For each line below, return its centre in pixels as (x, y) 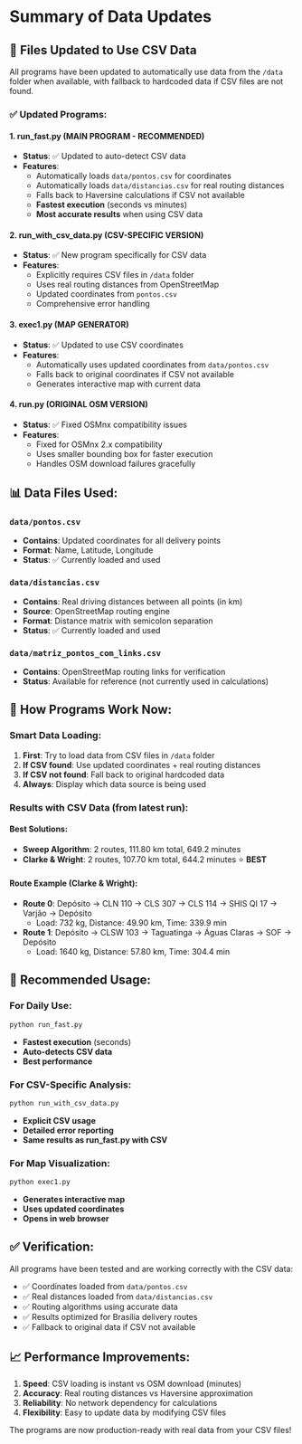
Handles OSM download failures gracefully (116, 463)
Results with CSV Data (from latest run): (99, 807)
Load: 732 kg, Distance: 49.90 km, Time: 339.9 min (132, 923)
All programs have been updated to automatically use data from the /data (146, 71)
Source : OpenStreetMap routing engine (96, 611)
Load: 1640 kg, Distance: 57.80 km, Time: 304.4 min (133, 952)
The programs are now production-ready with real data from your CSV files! (151, 1430)
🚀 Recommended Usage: (80, 980)
